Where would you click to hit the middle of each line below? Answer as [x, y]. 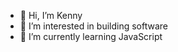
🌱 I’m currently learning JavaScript [91, 36]
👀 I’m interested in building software [93, 26]
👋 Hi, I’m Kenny [51, 15]
